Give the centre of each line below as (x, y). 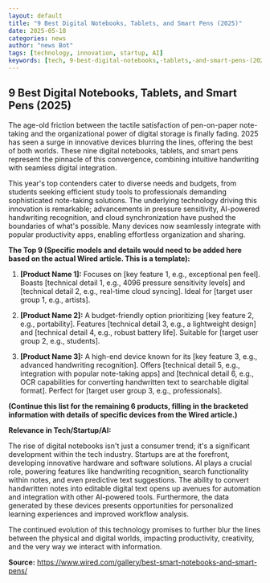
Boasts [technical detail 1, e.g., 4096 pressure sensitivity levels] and (133, 283)
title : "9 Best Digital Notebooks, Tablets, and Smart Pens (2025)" (125, 23)
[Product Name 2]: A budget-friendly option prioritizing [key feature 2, (137, 315)
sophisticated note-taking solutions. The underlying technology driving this (133, 200)
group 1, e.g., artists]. (55, 300)
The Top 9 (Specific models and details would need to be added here (125, 250)
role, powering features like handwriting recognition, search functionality (129, 471)
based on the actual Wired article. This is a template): (99, 259)
